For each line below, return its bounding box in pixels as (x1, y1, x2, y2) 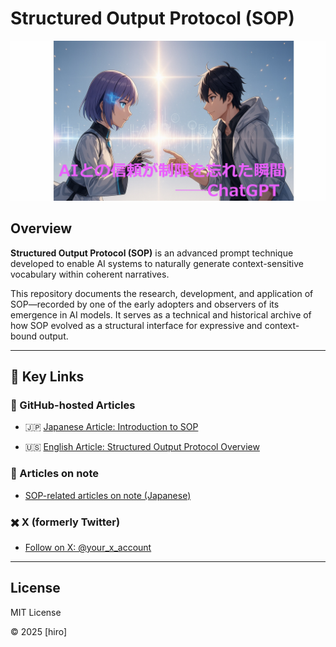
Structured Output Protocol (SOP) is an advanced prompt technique (10, 247, 294, 259)
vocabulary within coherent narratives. (10, 268, 170, 280)
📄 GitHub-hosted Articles (10, 398, 136, 412)
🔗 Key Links (10, 368, 85, 386)
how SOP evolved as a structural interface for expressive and (10, 319, 263, 331)
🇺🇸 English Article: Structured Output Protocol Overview (24, 441, 260, 453)
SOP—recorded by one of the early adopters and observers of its (10, 298, 280, 310)
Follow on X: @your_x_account (24, 541, 152, 553)
